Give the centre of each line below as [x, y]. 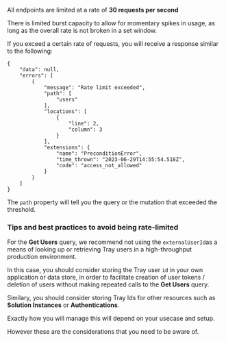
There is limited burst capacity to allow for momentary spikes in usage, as [111, 23]
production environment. [42, 257]
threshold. [22, 209]
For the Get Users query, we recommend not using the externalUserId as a [112, 242]
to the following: [30, 51]
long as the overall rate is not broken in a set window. [82, 30]
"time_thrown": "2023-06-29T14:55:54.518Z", [121, 160]
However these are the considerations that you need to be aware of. [103, 332]
